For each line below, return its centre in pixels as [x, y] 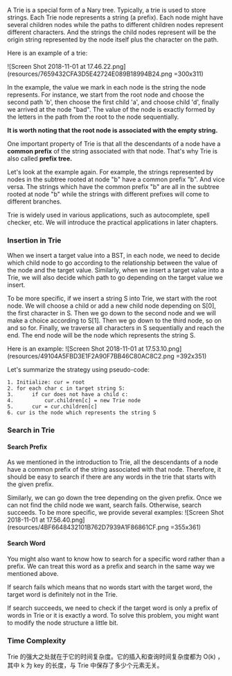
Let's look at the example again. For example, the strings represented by [110, 172]
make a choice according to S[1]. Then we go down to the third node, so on [114, 321]
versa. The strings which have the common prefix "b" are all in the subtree [113, 187]
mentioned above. [33, 573]
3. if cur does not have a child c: [68, 395]
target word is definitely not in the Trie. [62, 594]
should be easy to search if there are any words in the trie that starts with [111, 477]
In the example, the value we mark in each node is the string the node [107, 87]
